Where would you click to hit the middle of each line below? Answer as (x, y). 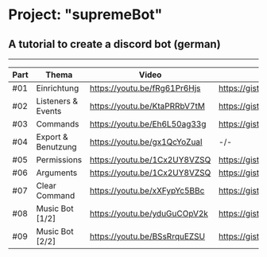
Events (49, 111)
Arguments (57, 173)
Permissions (59, 160)
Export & (52, 137)
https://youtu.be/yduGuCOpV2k (149, 214)
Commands (58, 124)
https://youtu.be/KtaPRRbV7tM (147, 106)
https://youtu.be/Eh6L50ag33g (148, 124)
